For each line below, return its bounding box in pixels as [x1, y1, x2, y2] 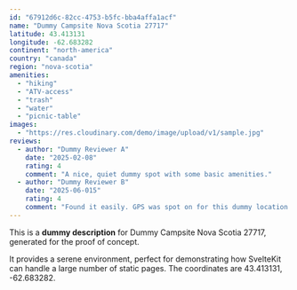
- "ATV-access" [17, 87, 74, 96]
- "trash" [17, 95, 53, 105]
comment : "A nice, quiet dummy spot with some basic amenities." [25, 169, 273, 178]
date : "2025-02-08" [25, 153, 98, 162]
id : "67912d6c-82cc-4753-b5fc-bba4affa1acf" [9, 12, 177, 22]
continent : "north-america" [9, 46, 114, 55]
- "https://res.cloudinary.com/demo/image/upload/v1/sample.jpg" [17, 129, 265, 137]
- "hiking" [17, 79, 58, 88]
